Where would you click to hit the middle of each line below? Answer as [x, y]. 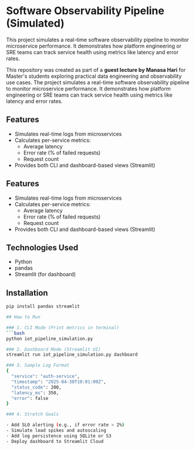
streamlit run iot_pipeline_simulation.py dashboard [72, 355]
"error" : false [30, 398]
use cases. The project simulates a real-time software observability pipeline [98, 82]
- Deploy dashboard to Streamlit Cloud [55, 441]
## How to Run [23, 317]
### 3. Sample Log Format [38, 365]
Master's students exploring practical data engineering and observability [94, 76]
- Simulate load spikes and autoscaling [56, 431]
